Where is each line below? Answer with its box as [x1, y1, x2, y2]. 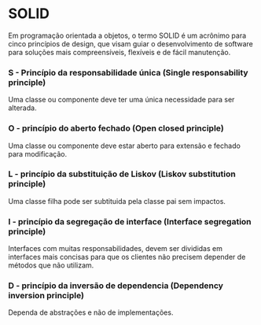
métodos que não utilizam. [8, 260, 94, 270]
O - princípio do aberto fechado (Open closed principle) [8, 123, 224, 134]
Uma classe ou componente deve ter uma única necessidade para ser [8, 95, 235, 105]
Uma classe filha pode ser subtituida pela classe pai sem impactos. [8, 196, 226, 205]
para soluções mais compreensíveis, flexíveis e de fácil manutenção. [8, 47, 231, 57]
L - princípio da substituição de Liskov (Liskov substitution [8, 168, 236, 179]
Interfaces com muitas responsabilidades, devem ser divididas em [8, 244, 222, 253]
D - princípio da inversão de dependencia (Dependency [8, 280, 224, 291]
